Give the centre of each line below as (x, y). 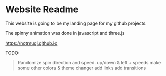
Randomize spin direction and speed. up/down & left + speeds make (89, 62)
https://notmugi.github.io (31, 43)
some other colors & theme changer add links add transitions (82, 68)
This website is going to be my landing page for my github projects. (76, 23)
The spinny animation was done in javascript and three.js (65, 33)
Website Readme (42, 9)
